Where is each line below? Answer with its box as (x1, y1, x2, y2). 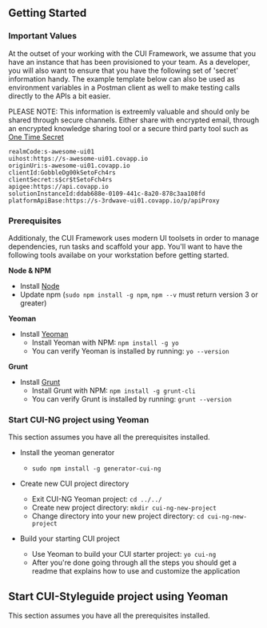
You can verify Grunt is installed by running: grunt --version (31, 394, 232, 403)
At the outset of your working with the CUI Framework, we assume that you (8, 48, 256, 58)
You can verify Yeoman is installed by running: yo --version (31, 346, 229, 355)
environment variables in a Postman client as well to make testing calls (8, 82, 241, 92)
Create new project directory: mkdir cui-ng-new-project (31, 503, 217, 513)
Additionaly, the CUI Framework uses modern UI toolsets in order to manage (8, 233, 260, 242)
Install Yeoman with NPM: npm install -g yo (31, 338, 180, 347)
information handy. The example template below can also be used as (8, 74, 235, 83)
